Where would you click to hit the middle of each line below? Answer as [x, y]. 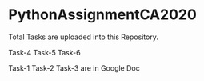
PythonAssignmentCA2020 [103, 15]
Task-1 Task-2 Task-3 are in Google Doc [74, 68]
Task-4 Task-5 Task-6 [45, 52]
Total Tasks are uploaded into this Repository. [83, 37]
